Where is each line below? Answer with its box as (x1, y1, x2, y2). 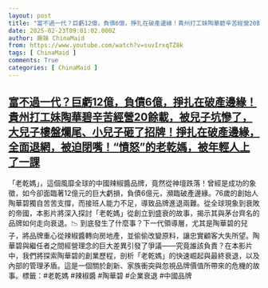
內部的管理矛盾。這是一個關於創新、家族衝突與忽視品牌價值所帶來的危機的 (8, 261, 253, 270)
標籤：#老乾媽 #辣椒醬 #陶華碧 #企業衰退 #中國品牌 (22, 270, 193, 280)
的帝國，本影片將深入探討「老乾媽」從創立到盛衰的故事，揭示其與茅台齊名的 (8, 208, 260, 218)
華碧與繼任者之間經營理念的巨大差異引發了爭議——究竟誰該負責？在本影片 (8, 241, 253, 250)
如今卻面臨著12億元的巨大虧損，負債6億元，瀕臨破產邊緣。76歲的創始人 (22, 188, 259, 198)
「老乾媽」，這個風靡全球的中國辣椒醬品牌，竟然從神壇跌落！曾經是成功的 (8, 178, 250, 188)
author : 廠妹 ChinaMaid (8, 34, 85, 42)
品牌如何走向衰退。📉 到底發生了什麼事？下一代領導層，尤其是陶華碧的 (8, 218, 241, 228)
